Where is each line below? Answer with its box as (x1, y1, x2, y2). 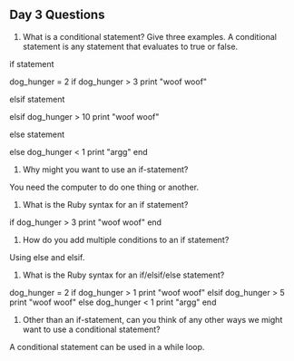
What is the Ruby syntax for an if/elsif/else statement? (22, 269, 225, 280)
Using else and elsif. (9, 251, 85, 262)
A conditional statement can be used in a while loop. (9, 341, 205, 352)
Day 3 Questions (9, 7, 105, 23)
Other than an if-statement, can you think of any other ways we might (22, 314, 283, 325)
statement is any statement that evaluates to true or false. (22, 41, 239, 52)
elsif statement (9, 93, 65, 104)
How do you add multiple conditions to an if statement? (22, 234, 230, 245)
